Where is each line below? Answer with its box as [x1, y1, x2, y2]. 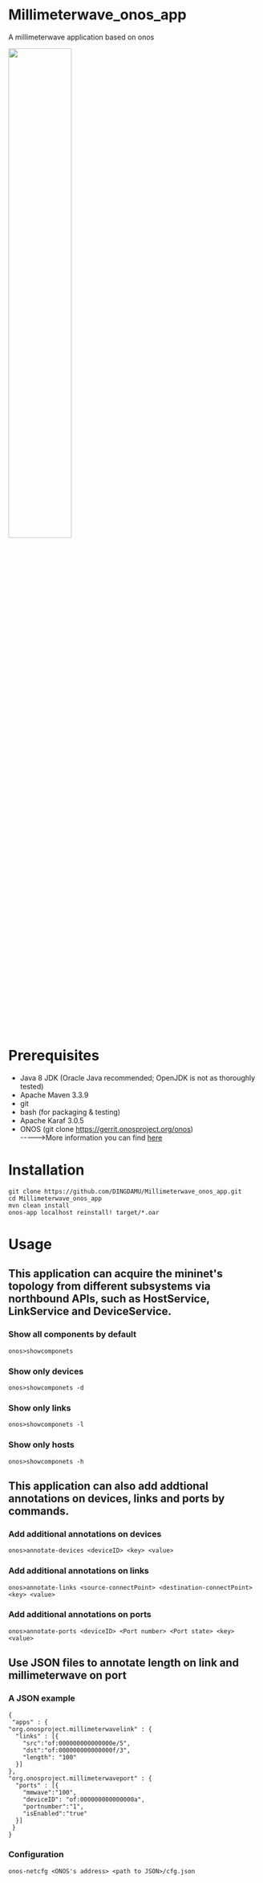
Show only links [8, 1402, 71, 1413]
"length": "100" [22, 1753, 78, 1761]
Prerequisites [8, 1047, 100, 1065]
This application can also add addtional [8, 1479, 208, 1493]
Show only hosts [8, 1440, 75, 1451]
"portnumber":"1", [22, 1802, 84, 1811]
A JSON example [8, 1693, 76, 1704]
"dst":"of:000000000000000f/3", [22, 1746, 131, 1754]
